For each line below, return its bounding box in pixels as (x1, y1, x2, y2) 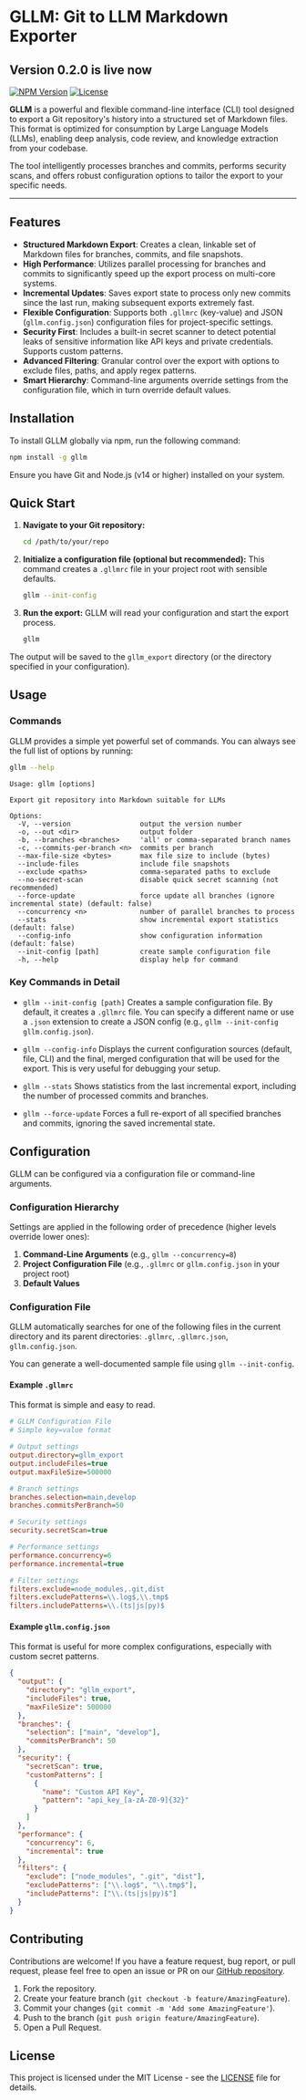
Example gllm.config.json (9, 1621, 111, 1632)
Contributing (9, 1931, 84, 1947)
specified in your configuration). (9, 660, 130, 671)
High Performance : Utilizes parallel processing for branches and (22, 258, 267, 269)
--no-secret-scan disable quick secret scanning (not (17, 875, 280, 884)
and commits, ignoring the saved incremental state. (22, 1118, 216, 1128)
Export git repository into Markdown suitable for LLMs (9, 795, 226, 805)
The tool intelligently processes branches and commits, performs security (9, 161, 287, 171)
